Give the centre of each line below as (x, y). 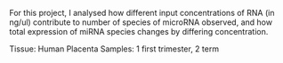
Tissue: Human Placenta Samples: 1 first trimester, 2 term (114, 49)
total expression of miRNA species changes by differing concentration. (139, 31)
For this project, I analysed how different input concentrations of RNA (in (142, 13)
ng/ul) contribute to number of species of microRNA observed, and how (141, 22)
